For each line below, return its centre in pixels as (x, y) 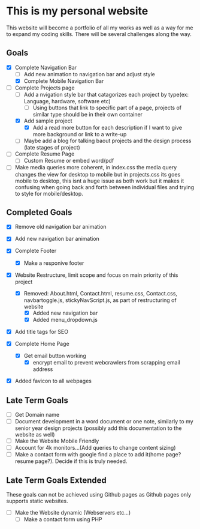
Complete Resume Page (45, 154)
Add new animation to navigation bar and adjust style (90, 74)
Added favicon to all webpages (53, 381)
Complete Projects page (45, 88)
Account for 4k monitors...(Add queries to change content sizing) (95, 448)
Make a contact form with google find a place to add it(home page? (98, 455)
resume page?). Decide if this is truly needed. (71, 461)
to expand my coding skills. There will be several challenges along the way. (99, 34)
